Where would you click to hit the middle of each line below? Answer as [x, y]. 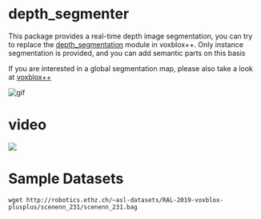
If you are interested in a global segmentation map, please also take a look [131, 68]
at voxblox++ [30, 77]
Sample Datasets [66, 179]
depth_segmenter [69, 14]
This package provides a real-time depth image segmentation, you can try [130, 36]
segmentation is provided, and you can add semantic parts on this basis [127, 53]
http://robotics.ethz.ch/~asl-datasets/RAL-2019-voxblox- [125, 200]
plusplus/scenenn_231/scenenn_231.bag [73, 207]
